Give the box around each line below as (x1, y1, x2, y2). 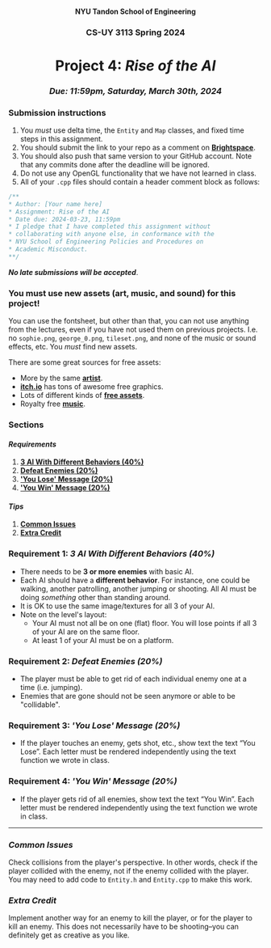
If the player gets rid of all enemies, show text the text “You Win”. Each (19, 794, 255, 804)
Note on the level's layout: (19, 609, 107, 619)
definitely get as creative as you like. (8, 930, 130, 940)
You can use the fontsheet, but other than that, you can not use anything (8, 316, 250, 326)
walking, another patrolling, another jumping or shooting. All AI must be (19, 583, 256, 594)
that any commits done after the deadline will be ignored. (19, 159, 210, 169)
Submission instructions (8, 107, 106, 118)
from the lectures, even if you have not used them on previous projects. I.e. (8, 324, 258, 335)
